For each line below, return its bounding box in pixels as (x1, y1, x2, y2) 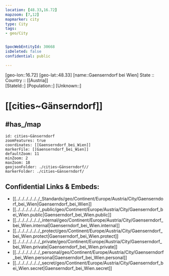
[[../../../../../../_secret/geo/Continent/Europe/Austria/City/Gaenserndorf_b (12, 260, 163, 266)
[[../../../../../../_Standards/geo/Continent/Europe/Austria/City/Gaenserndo (12, 196, 163, 202)
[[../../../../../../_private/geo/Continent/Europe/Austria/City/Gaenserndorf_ (12, 239, 162, 245)
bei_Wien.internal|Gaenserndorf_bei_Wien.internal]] (12, 223, 120, 229)
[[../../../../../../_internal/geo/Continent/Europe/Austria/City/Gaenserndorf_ (12, 217, 163, 223)
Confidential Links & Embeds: (5, 182, 100, 191)
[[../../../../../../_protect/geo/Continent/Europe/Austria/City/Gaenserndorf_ (12, 228, 163, 234)
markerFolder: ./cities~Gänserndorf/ (5, 169, 84, 174)
